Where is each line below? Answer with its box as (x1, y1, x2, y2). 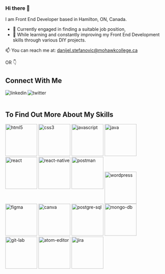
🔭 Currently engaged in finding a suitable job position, (12, 26, 126, 32)
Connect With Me (5, 76, 62, 85)
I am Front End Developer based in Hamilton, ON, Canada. (5, 16, 127, 23)
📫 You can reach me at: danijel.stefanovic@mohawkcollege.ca (5, 47, 138, 53)
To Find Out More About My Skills (5, 110, 114, 119)
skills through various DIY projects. (12, 37, 86, 43)
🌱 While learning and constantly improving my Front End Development (12, 32, 160, 38)
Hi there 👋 (5, 5, 31, 12)
